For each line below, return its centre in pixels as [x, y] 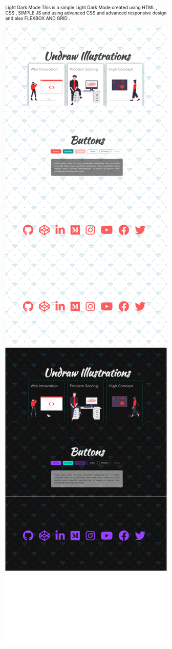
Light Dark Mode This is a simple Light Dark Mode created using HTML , [81, 7]
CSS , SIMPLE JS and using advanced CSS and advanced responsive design [86, 13]
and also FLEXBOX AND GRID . [38, 18]
